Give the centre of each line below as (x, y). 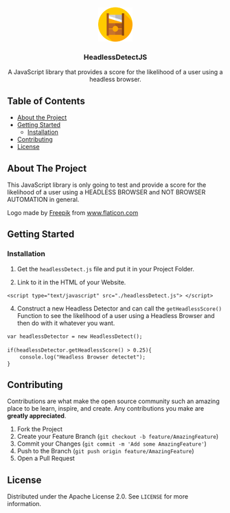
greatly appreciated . (37, 416)
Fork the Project (40, 429)
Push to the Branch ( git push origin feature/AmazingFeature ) (105, 451)
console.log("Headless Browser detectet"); (83, 357)
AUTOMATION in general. (43, 199)
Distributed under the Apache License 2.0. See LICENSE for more (98, 497)
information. (24, 504)
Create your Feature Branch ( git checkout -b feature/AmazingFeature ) (118, 437)
